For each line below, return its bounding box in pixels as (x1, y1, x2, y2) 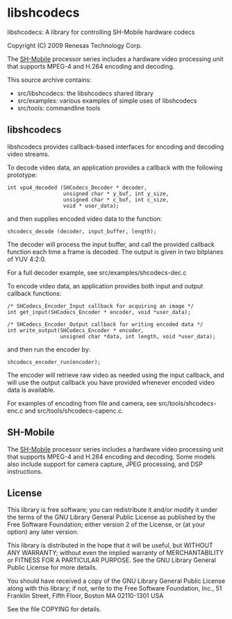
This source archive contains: (7, 75, 92, 84)
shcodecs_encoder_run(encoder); (7, 358, 101, 365)
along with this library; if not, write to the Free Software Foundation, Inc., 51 (7, 584, 222, 593)
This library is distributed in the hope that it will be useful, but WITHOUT (7, 541, 213, 550)
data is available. (7, 386, 56, 394)
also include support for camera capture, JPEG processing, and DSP (7, 460, 204, 468)
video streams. (7, 149, 50, 158)
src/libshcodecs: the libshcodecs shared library (17, 89, 154, 97)
